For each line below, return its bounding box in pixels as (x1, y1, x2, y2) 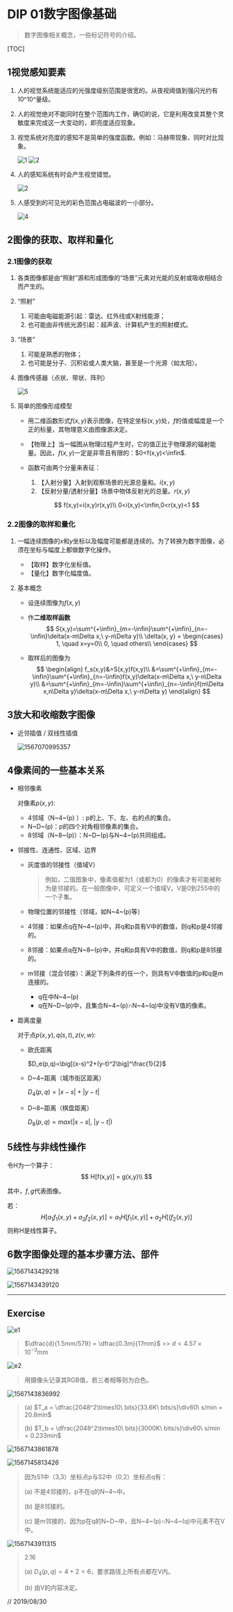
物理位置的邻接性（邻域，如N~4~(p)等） (27, 908, 144, 916)
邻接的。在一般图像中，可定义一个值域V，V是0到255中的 (57, 884, 221, 893)
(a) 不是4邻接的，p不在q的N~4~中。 (24, 1487, 130, 1495)
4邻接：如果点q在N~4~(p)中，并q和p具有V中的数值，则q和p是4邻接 (27, 922, 223, 931)
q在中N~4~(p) (37, 993, 79, 1001)
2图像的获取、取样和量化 (7, 234, 114, 246)
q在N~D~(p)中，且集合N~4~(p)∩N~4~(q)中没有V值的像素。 (37, 1002, 210, 1010)
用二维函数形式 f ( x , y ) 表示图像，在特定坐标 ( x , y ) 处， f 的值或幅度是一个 (27, 416, 225, 425)
